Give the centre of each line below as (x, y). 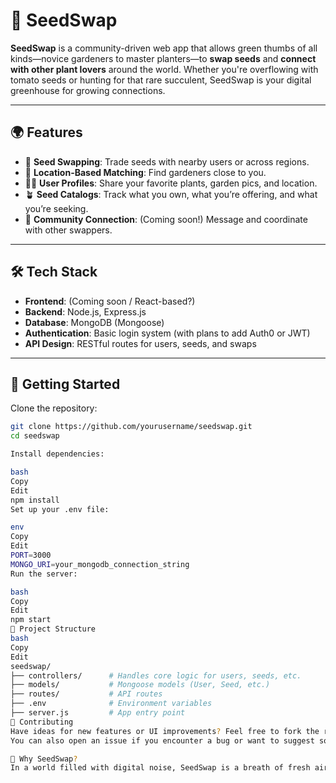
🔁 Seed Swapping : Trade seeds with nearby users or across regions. (167, 161)
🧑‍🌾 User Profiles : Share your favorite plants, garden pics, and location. (171, 183)
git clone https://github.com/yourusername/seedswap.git (131, 427)
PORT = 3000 (31, 555)
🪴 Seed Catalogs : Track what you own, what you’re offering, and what (171, 194)
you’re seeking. (56, 208)
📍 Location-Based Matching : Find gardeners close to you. (145, 172)
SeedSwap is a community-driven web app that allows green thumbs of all (164, 48)
